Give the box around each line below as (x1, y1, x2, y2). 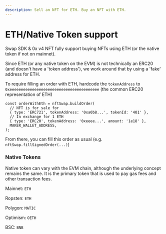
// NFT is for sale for (9, 105, 59, 110)
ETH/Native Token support (5, 28, 118, 40)
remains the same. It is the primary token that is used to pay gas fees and (5, 170, 156, 176)
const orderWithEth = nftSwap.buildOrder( (5, 101, 95, 106)
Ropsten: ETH (5, 195, 31, 201)
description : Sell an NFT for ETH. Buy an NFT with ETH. (5, 7, 126, 12)
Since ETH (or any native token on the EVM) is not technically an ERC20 (5, 60, 153, 66)
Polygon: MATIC (5, 204, 36, 210)
